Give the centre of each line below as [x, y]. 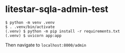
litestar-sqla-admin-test [57, 9]
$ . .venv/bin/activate [30, 27]
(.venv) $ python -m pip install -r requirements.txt [63, 31]
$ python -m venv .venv [30, 22]
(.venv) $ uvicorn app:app [33, 35]
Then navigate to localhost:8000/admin [46, 45]
